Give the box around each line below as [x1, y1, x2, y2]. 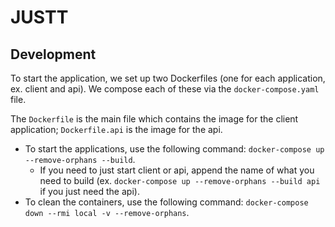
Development [10, 46, 97, 63]
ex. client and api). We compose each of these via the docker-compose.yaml [10, 83, 320, 95]
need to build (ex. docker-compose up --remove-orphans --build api [39, 175, 321, 186]
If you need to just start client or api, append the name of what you [39, 164, 315, 176]
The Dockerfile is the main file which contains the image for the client [10, 113, 299, 125]
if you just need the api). [39, 186, 140, 197]
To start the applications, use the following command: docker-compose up [24, 143, 325, 155]
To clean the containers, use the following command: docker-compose [24, 196, 309, 208]
